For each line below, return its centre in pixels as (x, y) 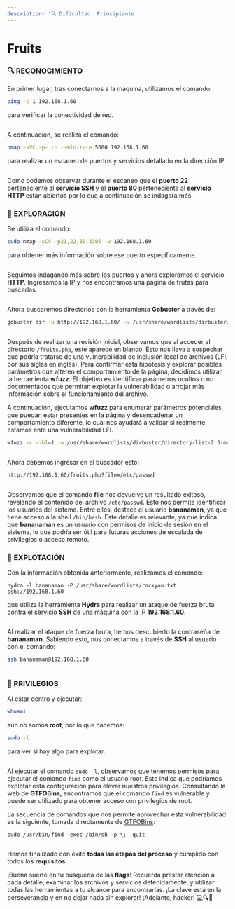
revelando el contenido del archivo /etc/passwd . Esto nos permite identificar (116, 502)
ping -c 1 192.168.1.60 (42, 102)
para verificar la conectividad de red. (60, 115)
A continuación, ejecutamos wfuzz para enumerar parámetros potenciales (114, 407)
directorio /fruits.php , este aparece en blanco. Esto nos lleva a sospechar (115, 349)
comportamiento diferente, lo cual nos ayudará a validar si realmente (106, 422)
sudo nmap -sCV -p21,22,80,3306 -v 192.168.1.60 (79, 242)
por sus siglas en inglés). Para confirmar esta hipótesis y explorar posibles (115, 364)
